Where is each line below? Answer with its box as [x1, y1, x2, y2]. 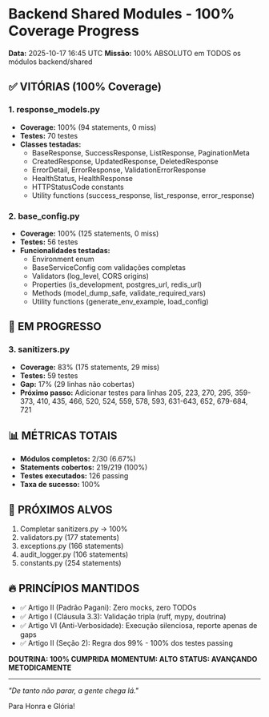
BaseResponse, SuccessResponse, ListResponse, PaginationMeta [31, 147, 250, 157]
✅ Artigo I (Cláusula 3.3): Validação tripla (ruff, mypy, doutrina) [19, 612, 227, 622]
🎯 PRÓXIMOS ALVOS [8, 502, 113, 517]
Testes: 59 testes [19, 370, 78, 381]
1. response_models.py [8, 104, 100, 115]
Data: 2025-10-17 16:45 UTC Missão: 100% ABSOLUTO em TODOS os [8, 48, 242, 58]
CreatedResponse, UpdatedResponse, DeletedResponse [31, 156, 219, 166]
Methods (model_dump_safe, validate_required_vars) [31, 288, 207, 297]
